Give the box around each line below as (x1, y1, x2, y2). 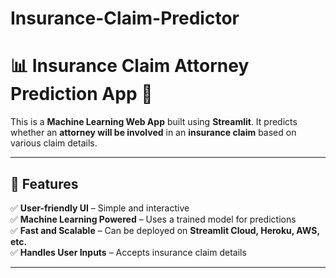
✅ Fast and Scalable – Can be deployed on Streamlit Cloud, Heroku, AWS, (10, 224, 320, 236)
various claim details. (10, 137, 98, 149)
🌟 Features (10, 175, 79, 192)
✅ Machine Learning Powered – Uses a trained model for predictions (10, 213, 297, 225)
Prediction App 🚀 (10, 83, 153, 106)
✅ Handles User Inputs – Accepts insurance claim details (10, 246, 247, 258)
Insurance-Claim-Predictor (10, 7, 240, 30)
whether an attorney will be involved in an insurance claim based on (10, 127, 297, 139)
